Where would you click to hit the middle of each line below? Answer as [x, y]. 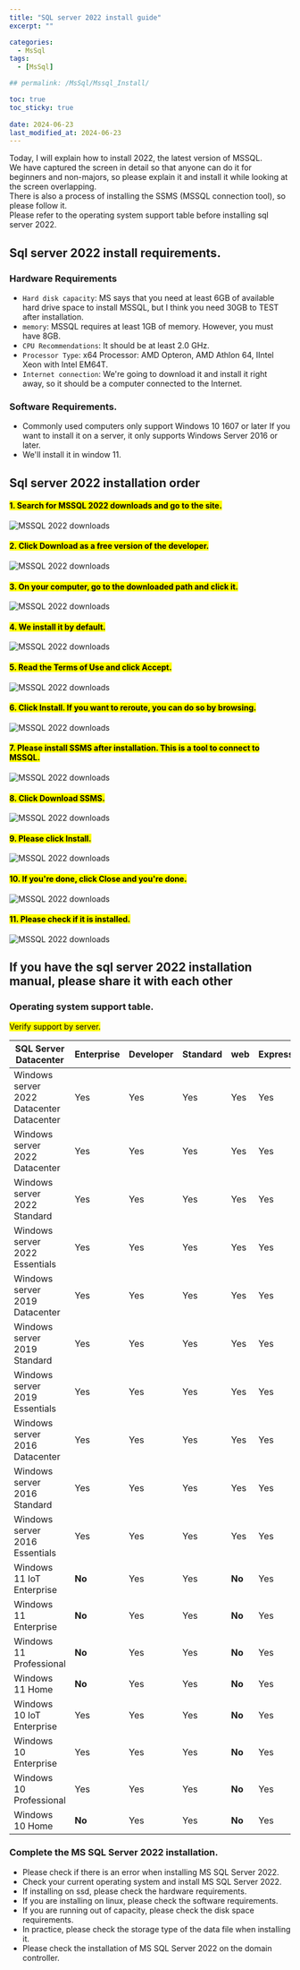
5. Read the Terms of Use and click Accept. [91, 667]
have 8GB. [41, 336]
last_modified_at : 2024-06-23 [66, 133]
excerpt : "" [31, 26]
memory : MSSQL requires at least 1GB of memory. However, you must [148, 326]
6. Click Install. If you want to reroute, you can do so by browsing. [133, 707]
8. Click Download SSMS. [57, 798]
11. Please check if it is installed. [70, 920]
